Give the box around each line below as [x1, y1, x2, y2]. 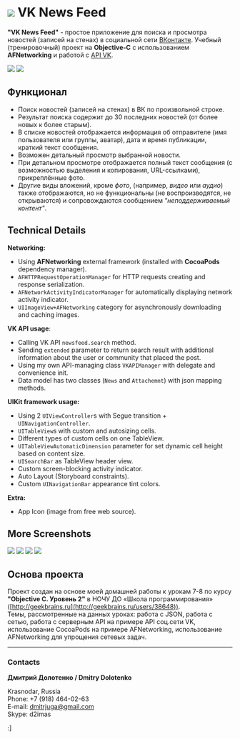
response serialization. [17, 280, 85, 288]
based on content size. [17, 449, 86, 458]
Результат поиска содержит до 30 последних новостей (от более [17, 112, 218, 121]
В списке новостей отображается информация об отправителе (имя [17, 128, 227, 136]
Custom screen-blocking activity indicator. [17, 464, 144, 473]
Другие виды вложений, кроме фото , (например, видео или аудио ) [17, 181, 224, 189]
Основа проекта [7, 568, 84, 580]
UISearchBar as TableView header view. [17, 456, 134, 465]
